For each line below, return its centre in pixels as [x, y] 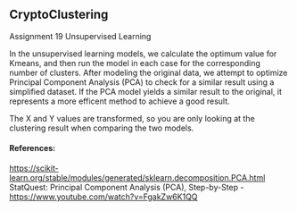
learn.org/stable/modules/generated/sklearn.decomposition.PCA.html [137, 178]
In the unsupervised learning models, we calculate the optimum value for [143, 54]
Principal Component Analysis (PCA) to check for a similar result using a [142, 82]
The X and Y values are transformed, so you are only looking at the [132, 118]
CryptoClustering [59, 15]
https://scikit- [34, 168]
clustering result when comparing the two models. [102, 128]
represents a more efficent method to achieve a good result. [120, 101]
